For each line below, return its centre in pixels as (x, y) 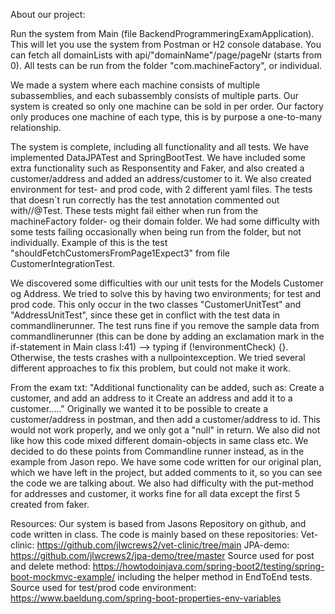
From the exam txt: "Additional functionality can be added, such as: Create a (167, 387)
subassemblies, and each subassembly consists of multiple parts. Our (155, 95)
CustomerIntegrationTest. (62, 263)
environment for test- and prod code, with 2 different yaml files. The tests (161, 189)
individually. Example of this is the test (89, 242)
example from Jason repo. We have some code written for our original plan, (166, 462)
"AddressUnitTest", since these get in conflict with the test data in (145, 315)
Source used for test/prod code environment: (103, 587)
